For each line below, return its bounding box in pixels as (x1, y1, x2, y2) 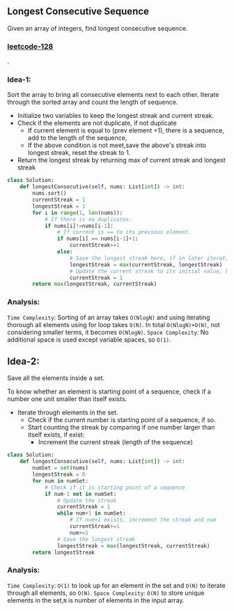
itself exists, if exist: (27, 430, 85, 439)
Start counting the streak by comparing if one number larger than (27, 423, 215, 432)
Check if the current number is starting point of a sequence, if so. (27, 416, 216, 424)
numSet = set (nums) (32, 465, 89, 472)
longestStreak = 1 (32, 202, 86, 210)
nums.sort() (32, 190, 68, 197)
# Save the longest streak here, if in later (69, 255, 204, 262)
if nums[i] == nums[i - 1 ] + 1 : (56, 235, 139, 243)
